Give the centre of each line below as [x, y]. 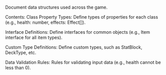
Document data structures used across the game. [56, 7]
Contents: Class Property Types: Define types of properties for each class [82, 17]
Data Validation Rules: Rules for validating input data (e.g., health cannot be [83, 62]
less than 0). [18, 68]
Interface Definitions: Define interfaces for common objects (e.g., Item [78, 32]
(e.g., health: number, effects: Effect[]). [45, 22]
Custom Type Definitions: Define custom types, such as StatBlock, [74, 47]
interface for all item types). [34, 38]
